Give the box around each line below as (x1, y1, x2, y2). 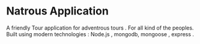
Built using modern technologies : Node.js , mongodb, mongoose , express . (6, 30, 194, 37)
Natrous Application (6, 4, 109, 18)
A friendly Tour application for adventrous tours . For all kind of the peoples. (6, 24, 194, 31)
